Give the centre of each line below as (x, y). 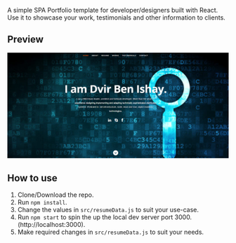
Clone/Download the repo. (55, 195)
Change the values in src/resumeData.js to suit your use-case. (108, 210)
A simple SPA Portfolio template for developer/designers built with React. (113, 10)
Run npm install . (42, 202)
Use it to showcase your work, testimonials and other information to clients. (117, 18)
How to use (32, 178)
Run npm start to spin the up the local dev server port (95, 217)
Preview (26, 40)
